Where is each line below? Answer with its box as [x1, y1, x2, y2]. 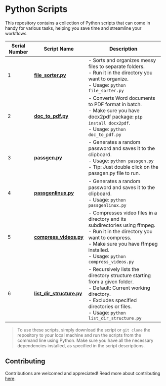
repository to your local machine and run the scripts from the [17, 332, 142, 338]
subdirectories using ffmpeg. [88, 222, 156, 229]
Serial [11, 42, 26, 49]
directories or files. [88, 303, 132, 310]
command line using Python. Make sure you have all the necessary [17, 337, 154, 343]
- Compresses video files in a [88, 209, 157, 216]
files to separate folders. [88, 63, 145, 70]
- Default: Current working [88, 284, 151, 291]
